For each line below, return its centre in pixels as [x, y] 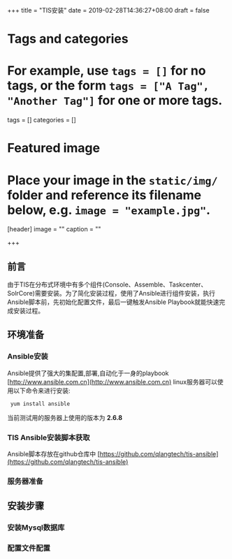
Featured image [53, 148]
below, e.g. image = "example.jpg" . [109, 210]
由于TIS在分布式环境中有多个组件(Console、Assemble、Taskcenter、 [107, 284]
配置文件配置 [29, 549]
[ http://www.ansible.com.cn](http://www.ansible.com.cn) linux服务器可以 [113, 382]
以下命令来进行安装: [42, 391]
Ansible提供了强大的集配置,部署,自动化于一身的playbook [88, 373]
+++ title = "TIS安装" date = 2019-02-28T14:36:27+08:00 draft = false [108, 10]
